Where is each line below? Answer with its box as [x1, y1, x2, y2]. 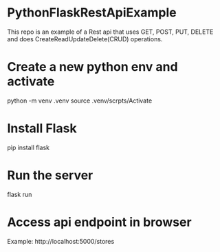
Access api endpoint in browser [7, 214, 192, 230]
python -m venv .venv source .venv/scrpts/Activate [7, 96, 153, 105]
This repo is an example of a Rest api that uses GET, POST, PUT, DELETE [7, 28, 214, 36]
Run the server [7, 167, 93, 183]
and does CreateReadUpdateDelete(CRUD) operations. [7, 34, 163, 43]
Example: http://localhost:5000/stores [7, 237, 115, 245]
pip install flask [7, 143, 50, 151]
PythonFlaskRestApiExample [7, 5, 177, 21]
